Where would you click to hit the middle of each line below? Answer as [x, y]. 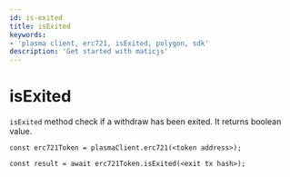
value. [21, 132]
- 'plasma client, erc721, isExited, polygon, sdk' [109, 43]
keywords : [28, 34]
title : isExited [40, 26]
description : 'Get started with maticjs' [89, 52]
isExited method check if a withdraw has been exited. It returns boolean [145, 122]
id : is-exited [36, 18]
